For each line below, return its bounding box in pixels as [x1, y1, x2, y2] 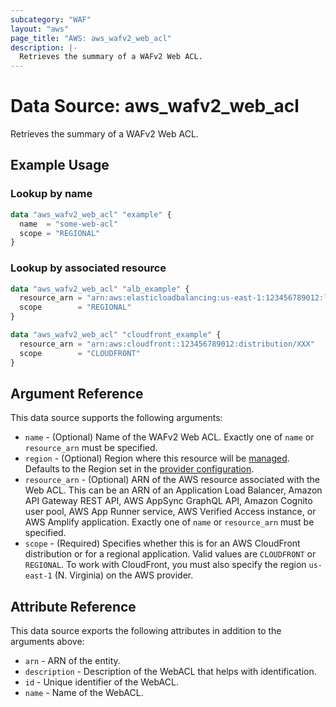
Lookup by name [10, 187, 93, 201]
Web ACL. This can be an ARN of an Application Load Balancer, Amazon [24, 484, 323, 496]
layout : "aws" [10, 24, 70, 34]
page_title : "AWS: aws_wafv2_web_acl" [10, 33, 172, 43]
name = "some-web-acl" [19, 219, 118, 229]
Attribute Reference [10, 598, 137, 615]
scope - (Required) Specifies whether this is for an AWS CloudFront [24, 537, 301, 550]
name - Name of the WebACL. [24, 687, 144, 699]
